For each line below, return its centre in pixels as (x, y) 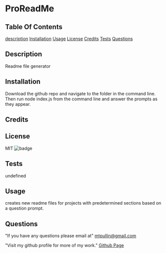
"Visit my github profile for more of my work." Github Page (65, 246)
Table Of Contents (34, 27)
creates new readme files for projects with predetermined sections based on (83, 203)
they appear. (18, 104)
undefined (16, 175)
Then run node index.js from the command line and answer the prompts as (81, 99)
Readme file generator (28, 66)
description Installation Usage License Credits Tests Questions (69, 39)
